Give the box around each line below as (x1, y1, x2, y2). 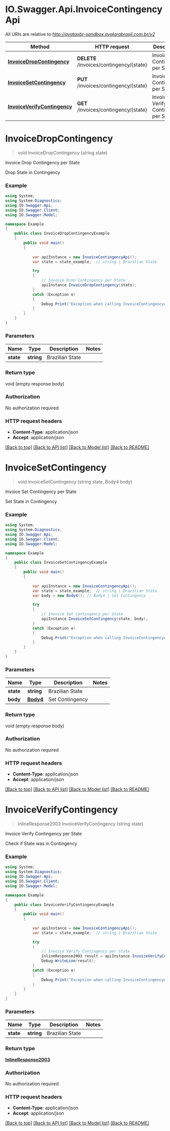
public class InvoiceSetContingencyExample (14, 560, 108, 565)
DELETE (77, 55, 97, 62)
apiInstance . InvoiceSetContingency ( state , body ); (41, 616, 148, 622)
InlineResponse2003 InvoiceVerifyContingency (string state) (17, 821, 144, 827)
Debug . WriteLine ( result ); (41, 959, 96, 964)
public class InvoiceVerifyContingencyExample (14, 902, 114, 907)
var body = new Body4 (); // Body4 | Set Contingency (32, 593, 146, 598)
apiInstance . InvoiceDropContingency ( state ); (41, 282, 137, 288)
